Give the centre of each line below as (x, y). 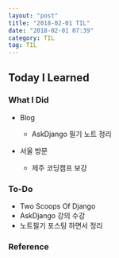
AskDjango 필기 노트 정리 (72, 134)
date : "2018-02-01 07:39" (51, 30)
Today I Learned (49, 78)
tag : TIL (23, 45)
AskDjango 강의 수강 (52, 216)
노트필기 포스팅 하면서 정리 (61, 226)
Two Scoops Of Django (58, 206)
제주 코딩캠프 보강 (59, 167)
